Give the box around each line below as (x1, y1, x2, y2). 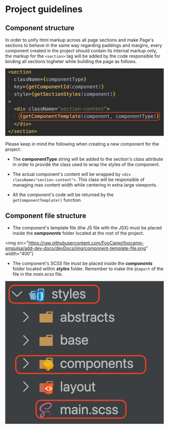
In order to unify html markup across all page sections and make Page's (5, 37, 154, 43)
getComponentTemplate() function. (12, 197, 82, 203)
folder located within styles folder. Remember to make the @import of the (12, 266, 164, 272)
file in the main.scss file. (12, 271, 63, 277)
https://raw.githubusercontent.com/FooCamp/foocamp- (28, 240, 144, 246)
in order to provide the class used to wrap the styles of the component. (12, 161, 160, 167)
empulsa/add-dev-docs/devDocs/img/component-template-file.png (5, 246, 146, 252)
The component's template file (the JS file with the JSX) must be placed (12, 225, 162, 231)
